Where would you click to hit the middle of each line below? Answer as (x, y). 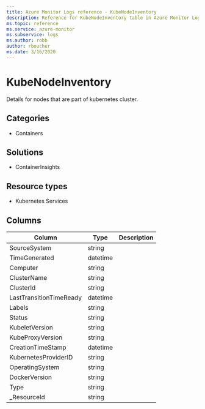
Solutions (25, 152)
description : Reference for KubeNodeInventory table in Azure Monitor (98, 18)
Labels (19, 307)
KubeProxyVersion (36, 337)
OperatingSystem (34, 367)
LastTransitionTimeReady (46, 298)
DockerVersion (31, 377)
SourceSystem (31, 247)
